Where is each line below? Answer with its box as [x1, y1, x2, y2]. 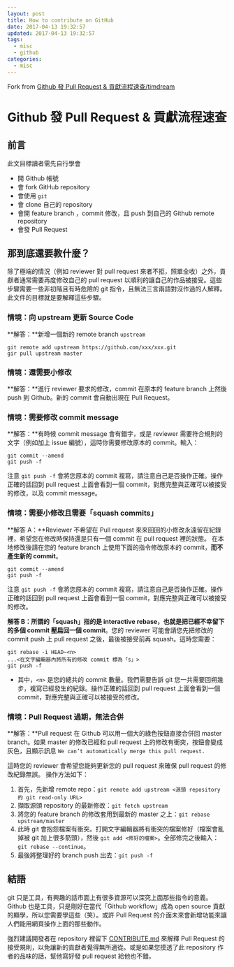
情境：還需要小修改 [7, 368, 72, 377]
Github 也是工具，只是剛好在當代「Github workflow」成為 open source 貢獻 [7, 902, 226, 910]
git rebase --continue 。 [17, 842, 90, 850]
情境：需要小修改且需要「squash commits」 [7, 508, 159, 518]
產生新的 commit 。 [7, 551, 62, 560]
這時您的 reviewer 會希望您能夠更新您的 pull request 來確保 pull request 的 [7, 761, 221, 769]
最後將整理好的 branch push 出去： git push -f [17, 850, 154, 859]
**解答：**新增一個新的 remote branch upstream [7, 330, 145, 338]
